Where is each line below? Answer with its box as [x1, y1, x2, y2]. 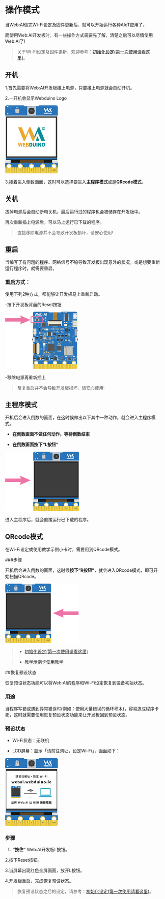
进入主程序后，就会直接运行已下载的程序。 [5, 517, 91, 523]
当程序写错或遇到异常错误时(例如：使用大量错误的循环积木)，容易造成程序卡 [5, 706, 159, 712]
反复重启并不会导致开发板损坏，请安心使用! [17, 385, 105, 391]
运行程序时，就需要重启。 [5, 265, 57, 271]
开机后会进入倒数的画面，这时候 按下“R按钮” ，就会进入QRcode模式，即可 [5, 567, 154, 573]
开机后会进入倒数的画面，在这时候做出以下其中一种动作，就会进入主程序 [5, 414, 151, 421]
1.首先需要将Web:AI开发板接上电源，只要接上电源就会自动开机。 [5, 85, 135, 91]
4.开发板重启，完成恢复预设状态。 [5, 878, 74, 884]
